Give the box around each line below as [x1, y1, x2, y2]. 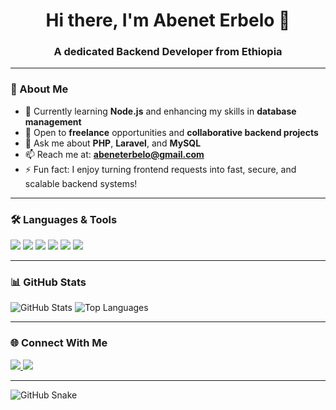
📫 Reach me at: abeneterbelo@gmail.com [24, 148, 205, 160]
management [24, 115, 82, 128]
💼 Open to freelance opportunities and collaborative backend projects [24, 126, 319, 138]
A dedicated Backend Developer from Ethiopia [53, 45, 283, 59]
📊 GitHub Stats [10, 275, 87, 289]
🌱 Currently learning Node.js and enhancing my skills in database [24, 105, 297, 117]
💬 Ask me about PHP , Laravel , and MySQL [24, 137, 202, 149]
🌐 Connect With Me [10, 336, 108, 350]
